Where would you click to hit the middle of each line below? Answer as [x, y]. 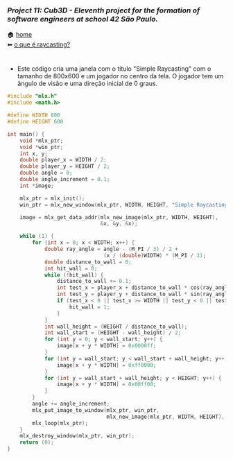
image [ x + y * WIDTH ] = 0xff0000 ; [106, 365]
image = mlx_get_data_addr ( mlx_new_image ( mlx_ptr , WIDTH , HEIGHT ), [119, 217]
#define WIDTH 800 [34, 115]
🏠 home [20, 35]
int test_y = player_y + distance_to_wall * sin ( [130, 294]
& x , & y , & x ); [119, 224]
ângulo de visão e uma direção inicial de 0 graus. [87, 84]
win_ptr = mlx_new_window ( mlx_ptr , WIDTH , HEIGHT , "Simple [107, 205]
